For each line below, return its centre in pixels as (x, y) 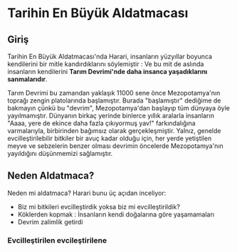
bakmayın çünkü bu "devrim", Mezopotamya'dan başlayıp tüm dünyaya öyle (118, 108)
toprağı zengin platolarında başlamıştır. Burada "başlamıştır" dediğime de (114, 100)
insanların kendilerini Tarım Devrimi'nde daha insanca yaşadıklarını (107, 72)
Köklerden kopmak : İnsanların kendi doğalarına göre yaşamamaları (116, 214)
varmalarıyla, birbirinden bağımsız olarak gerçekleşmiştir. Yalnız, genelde (114, 131)
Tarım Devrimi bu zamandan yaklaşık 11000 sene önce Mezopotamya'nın (114, 93)
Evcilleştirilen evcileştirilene (57, 240)
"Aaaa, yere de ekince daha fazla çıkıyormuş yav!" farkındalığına (101, 123)
